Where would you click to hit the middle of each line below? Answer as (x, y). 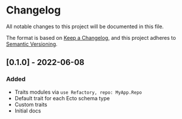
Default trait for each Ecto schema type (62, 98)
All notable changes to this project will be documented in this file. (85, 26)
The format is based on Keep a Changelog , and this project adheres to (91, 38)
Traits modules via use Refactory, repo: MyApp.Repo (78, 92)
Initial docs (28, 110)
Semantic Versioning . (32, 44)
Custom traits (31, 104)
